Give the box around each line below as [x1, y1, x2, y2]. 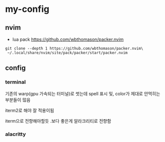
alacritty [5, 131, 26, 138]
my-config [5, 3, 50, 15]
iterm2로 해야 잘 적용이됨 [5, 107, 55, 113]
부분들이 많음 [5, 97, 31, 103]
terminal [5, 78, 26, 85]
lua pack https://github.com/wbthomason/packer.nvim [12, 36, 124, 42]
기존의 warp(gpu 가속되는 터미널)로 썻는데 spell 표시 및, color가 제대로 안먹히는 [5, 90, 161, 96]
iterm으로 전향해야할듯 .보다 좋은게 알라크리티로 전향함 [5, 118, 111, 124]
